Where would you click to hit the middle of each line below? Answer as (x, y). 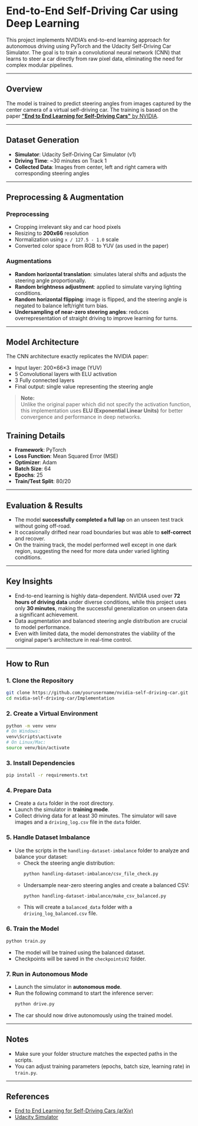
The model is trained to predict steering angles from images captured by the (99, 103)
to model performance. (42, 627)
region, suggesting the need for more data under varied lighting (92, 551)
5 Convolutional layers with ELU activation (66, 374)
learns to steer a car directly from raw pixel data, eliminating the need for (95, 59)
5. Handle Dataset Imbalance (48, 837)
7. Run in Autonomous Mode (47, 974)
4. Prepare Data (29, 790)
